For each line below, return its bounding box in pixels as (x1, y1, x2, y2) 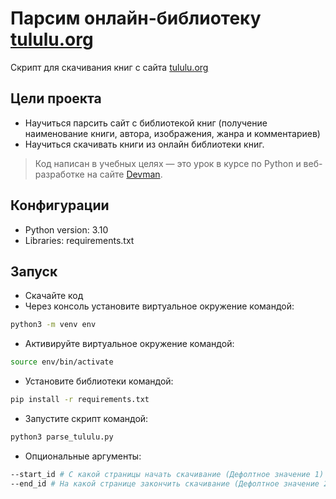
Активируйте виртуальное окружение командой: (24, 338, 235, 350)
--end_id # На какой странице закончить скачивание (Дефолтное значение (10, 478, 320, 489)
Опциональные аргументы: (24, 450, 142, 462)
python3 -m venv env (10, 320, 97, 330)
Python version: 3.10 (24, 223, 109, 236)
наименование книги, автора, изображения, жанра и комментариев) (24, 127, 321, 139)
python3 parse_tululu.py (10, 432, 114, 442)
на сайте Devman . (86, 168, 163, 180)
